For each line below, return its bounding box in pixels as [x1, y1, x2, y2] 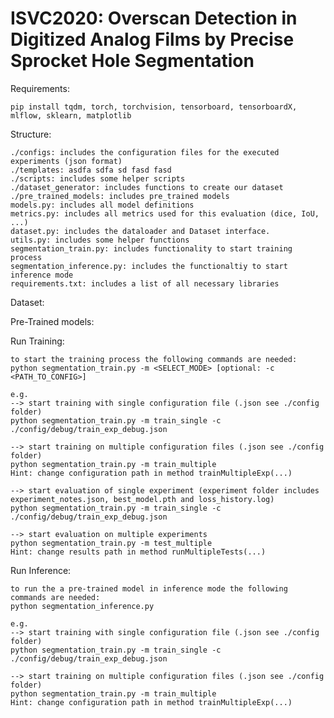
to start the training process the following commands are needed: [10, 354, 298, 364]
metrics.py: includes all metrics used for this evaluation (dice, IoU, [10, 208, 320, 219]
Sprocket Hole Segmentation [10, 50, 255, 72]
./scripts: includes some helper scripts [10, 173, 186, 184]
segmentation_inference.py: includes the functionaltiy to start [10, 261, 288, 271]
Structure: [10, 128, 52, 140]
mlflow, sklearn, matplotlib [10, 110, 132, 121]
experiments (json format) [10, 156, 123, 166]
